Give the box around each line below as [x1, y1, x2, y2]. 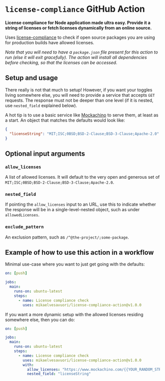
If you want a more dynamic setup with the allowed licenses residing [5, 311, 144, 317]
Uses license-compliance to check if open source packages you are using [5, 34, 155, 40]
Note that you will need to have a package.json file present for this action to [5, 49, 158, 55]
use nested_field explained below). [5, 102, 78, 109]
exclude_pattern [5, 224, 44, 230]
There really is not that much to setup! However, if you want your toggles [5, 87, 153, 93]
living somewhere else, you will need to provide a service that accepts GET [5, 92, 155, 98]
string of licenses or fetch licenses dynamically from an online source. [5, 25, 152, 30]
